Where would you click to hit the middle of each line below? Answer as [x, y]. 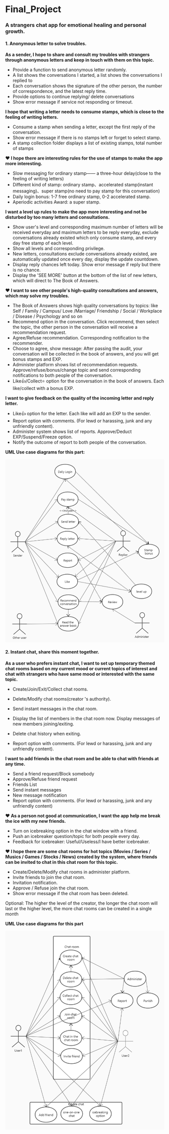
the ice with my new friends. [36, 821]
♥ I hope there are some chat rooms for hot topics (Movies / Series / [78, 851]
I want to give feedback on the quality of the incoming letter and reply [79, 398]
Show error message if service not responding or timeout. [73, 102]
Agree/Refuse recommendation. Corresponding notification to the [81, 338]
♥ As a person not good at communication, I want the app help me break [83, 816]
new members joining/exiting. [43, 724]
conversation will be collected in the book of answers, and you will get [86, 354]
